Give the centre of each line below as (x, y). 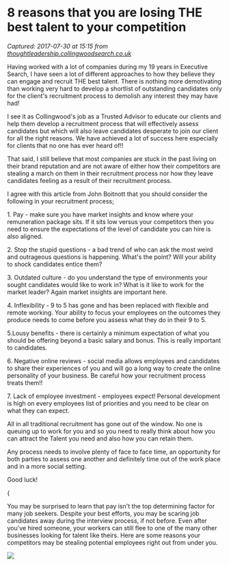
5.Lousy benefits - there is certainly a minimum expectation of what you (108, 333)
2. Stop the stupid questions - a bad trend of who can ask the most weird (110, 249)
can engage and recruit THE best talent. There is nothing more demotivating (114, 81)
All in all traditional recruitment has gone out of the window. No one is (105, 423)
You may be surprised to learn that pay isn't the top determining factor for (111, 506)
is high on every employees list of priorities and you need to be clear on (108, 403)
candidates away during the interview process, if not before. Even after (107, 520)
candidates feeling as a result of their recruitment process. (90, 180)
